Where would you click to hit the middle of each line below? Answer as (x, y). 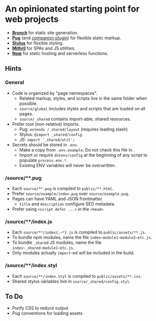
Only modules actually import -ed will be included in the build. (73, 253)
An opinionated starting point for (72, 9)
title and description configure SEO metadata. (67, 204)
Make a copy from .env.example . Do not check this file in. (76, 150)
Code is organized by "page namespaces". (55, 93)
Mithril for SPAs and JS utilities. (44, 48)
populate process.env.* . (43, 160)
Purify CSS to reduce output (40, 308)
